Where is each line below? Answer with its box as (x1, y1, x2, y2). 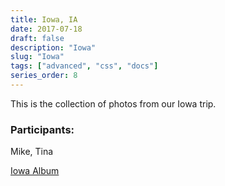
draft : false (10, 33, 65, 43)
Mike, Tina (10, 146, 54, 158)
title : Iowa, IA (10, 14, 78, 25)
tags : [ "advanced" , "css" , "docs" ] (10, 61, 159, 71)
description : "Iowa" (10, 42, 97, 53)
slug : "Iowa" (10, 52, 65, 62)
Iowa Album (10, 165, 60, 177)
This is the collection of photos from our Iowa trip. (10, 97, 217, 110)
